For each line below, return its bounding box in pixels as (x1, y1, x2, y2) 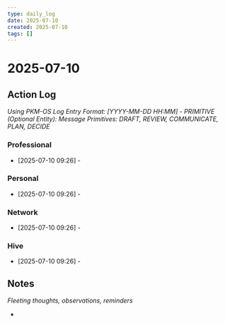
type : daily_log (7, 10, 55, 18)
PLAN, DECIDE (7, 122, 51, 131)
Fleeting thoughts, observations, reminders (7, 296, 133, 305)
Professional (7, 140, 52, 150)
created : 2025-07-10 (7, 23, 69, 30)
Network (7, 207, 38, 217)
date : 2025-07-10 (7, 17, 59, 24)
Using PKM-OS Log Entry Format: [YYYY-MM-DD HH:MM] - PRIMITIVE (7, 107, 215, 116)
